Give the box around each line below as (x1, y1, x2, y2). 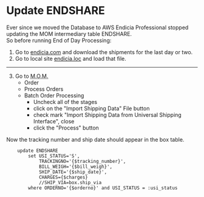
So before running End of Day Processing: (6, 36, 112, 44)
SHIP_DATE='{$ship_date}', (38, 168, 107, 175)
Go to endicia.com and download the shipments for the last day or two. (15, 48, 193, 55)
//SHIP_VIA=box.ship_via (38, 179, 102, 185)
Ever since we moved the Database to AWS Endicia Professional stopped (6, 24, 189, 31)
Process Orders (24, 85, 64, 92)
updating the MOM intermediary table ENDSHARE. (6, 30, 132, 37)
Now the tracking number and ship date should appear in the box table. (6, 136, 185, 143)
